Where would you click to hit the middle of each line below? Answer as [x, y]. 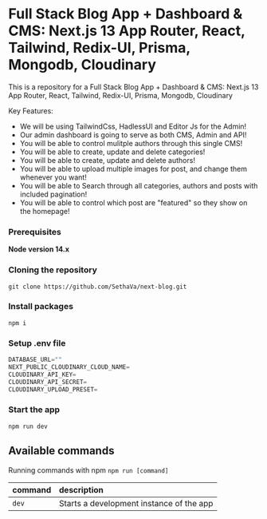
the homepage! [45, 211]
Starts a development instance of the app [136, 503]
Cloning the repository [53, 270]
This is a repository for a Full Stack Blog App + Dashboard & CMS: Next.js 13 [133, 87]
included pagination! [53, 194]
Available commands [61, 451]
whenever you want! [53, 177]
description [81, 489]
